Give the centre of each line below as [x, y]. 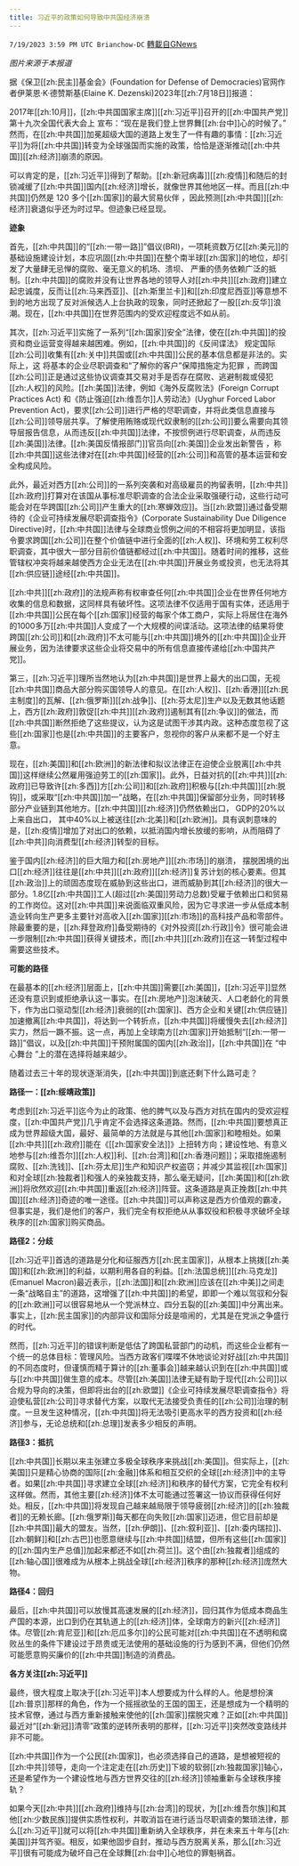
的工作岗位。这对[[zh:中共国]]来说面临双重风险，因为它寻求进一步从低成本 [145, 905]
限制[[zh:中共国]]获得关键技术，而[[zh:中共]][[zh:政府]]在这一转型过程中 [156, 938]
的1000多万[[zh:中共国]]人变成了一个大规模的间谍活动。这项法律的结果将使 [146, 626]
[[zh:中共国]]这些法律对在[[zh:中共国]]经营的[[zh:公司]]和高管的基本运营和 [145, 454]
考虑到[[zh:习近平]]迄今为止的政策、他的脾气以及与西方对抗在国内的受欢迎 [145, 1111]
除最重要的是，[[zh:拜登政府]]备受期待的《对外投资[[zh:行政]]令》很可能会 [145, 927]
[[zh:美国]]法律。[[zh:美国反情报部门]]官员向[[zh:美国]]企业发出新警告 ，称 [145, 443]
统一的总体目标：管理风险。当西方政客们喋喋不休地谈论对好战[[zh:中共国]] [153, 1356]
